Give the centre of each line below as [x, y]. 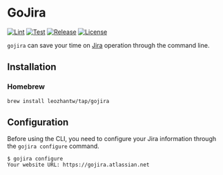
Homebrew [26, 86]
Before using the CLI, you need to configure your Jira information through [112, 139]
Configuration [38, 122]
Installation [32, 67]
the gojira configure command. [54, 146]
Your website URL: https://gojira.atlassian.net [78, 165]
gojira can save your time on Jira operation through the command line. [108, 45]
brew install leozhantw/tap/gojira [58, 101]
